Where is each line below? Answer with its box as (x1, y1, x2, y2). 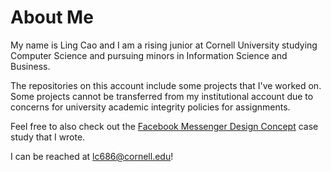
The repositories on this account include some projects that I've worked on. (10, 79, 322, 91)
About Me (10, 6, 94, 29)
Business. (10, 60, 51, 72)
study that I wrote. (10, 131, 86, 143)
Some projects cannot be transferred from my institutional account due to (10, 90, 314, 102)
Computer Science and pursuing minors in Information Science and (10, 49, 288, 61)
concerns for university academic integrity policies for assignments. (10, 101, 291, 113)
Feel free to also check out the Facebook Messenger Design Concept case (10, 120, 319, 132)
